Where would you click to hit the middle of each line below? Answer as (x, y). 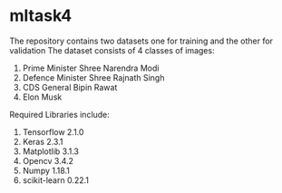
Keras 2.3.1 (43, 141)
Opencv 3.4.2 (48, 160)
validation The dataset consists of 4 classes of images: (112, 50)
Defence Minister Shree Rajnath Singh (93, 77)
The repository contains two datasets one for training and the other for (141, 41)
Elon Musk (42, 97)
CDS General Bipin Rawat (70, 87)
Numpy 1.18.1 (46, 170)
